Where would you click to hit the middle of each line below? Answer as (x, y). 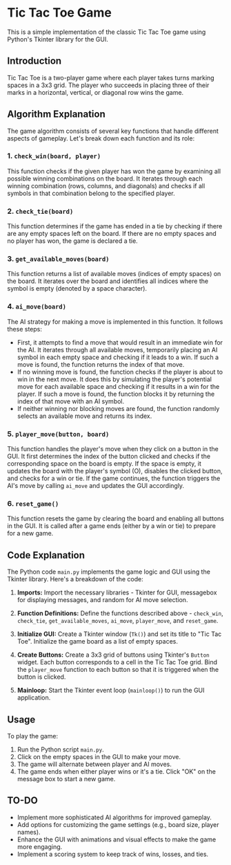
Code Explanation (46, 555)
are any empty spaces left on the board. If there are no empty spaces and (112, 234)
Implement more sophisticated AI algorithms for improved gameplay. (114, 817)
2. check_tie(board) (40, 211)
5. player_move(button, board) (58, 434)
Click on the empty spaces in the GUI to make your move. (99, 756)
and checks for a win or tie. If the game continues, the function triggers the (114, 478)
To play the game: (33, 736)
